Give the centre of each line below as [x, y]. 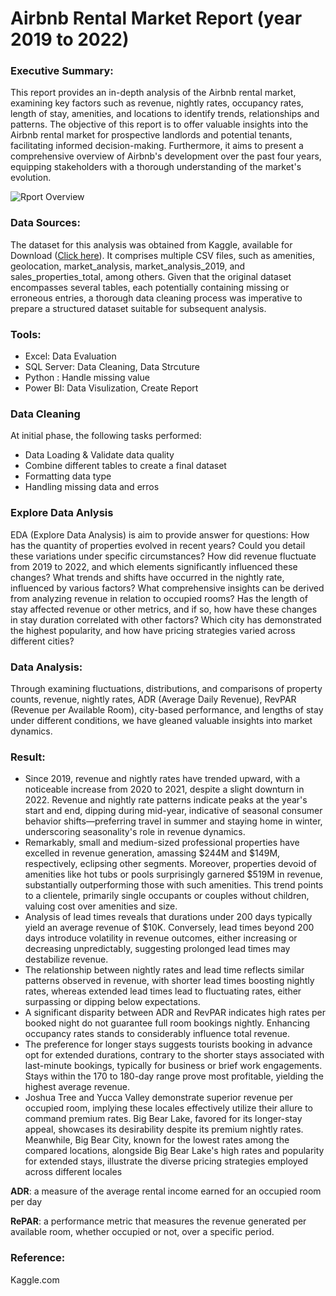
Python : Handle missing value [87, 378]
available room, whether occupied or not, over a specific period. [142, 1232]
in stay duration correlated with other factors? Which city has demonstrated [166, 619]
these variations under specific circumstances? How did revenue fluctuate [163, 556]
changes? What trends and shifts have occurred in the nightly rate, [147, 577]
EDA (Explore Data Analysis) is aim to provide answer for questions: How [160, 534]
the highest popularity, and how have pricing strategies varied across [153, 630]
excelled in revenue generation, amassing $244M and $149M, [152, 853]
